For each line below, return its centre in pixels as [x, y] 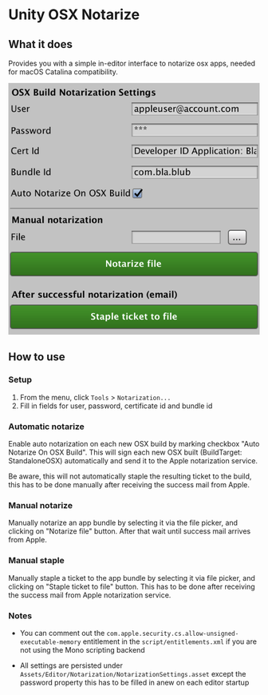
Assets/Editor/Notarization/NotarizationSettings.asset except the [133, 673]
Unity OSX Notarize [74, 15]
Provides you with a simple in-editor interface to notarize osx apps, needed [132, 63]
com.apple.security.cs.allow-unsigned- [173, 633]
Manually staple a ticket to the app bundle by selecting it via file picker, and [132, 578]
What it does [41, 44]
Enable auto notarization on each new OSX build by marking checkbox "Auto [134, 443]
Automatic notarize [47, 427]
